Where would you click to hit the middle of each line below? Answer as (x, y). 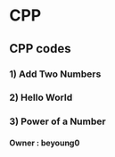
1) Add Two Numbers (55, 74)
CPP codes (40, 49)
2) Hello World (41, 97)
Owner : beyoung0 (45, 143)
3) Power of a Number (57, 121)
